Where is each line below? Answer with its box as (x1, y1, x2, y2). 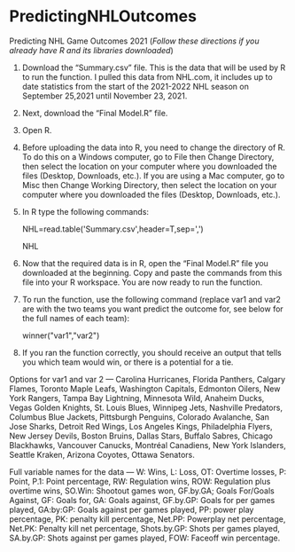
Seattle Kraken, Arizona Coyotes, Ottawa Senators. (9, 449, 195, 460)
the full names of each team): (21, 312, 130, 323)
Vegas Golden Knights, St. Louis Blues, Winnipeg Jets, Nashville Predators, (9, 402, 283, 413)
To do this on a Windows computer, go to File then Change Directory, (21, 151, 275, 162)
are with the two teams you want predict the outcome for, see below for (21, 304, 283, 314)
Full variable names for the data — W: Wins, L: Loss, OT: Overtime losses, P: (9, 466, 287, 477)
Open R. (21, 124, 52, 135)
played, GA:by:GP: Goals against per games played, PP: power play (9, 504, 254, 515)
